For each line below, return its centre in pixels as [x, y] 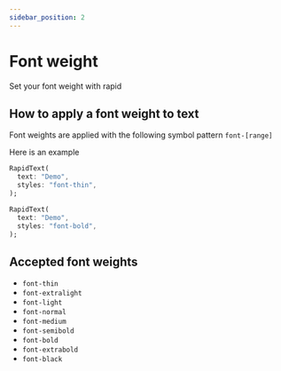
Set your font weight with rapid [66, 86]
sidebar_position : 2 [47, 17]
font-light [42, 303]
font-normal [44, 312]
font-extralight [52, 294]
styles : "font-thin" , [57, 185]
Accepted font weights [74, 261]
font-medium [44, 322]
